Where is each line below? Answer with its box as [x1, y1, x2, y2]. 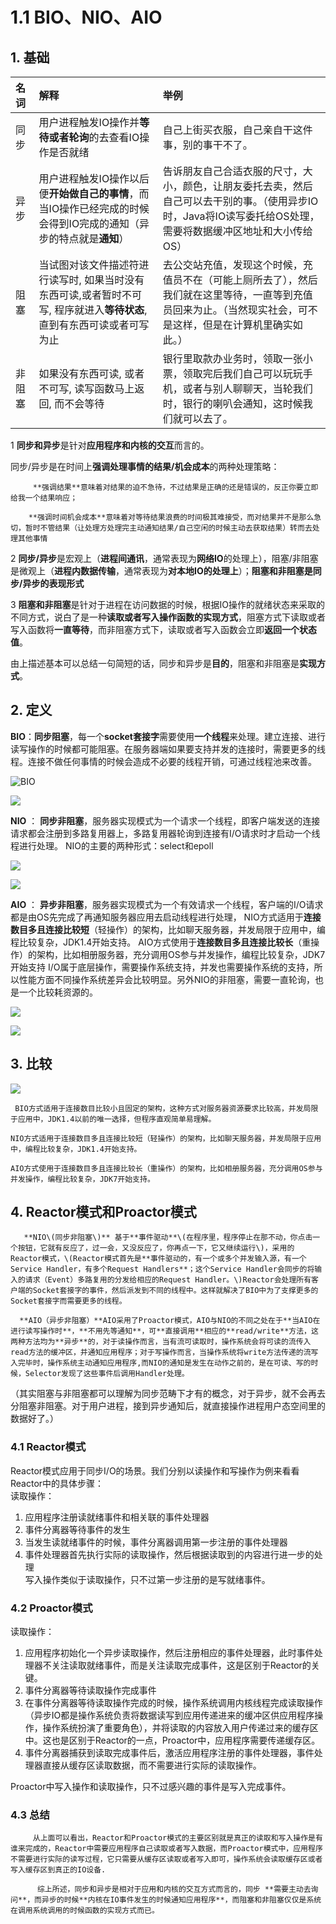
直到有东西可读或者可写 [38, 318, 150, 332]
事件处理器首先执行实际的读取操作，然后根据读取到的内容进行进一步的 [24, 1548, 315, 1560]
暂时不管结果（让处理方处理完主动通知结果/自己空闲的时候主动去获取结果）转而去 [24, 523, 313, 533]
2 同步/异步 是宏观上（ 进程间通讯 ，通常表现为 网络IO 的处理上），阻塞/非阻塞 [10, 553, 319, 564]
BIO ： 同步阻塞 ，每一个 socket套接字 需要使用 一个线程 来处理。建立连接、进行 [10, 730, 326, 742]
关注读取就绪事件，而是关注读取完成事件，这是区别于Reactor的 [51, 1659, 312, 1672]
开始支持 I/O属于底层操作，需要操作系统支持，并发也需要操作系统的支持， [10, 961, 315, 973]
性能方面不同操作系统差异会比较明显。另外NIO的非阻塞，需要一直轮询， [18, 973, 316, 985]
